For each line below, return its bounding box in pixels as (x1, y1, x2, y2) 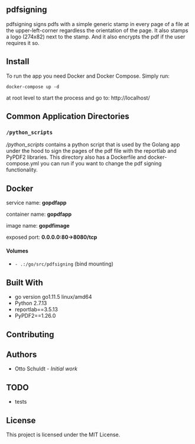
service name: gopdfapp (6, 199, 67, 206)
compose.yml (6, 160, 40, 167)
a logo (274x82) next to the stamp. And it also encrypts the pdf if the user (6, 33, 186, 40)
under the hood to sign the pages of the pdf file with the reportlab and (6, 148, 177, 155)
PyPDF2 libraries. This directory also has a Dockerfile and (6, 154, 147, 161)
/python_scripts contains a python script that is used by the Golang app (6, 141, 180, 148)
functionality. (6, 166, 38, 174)
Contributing (6, 329, 54, 340)
